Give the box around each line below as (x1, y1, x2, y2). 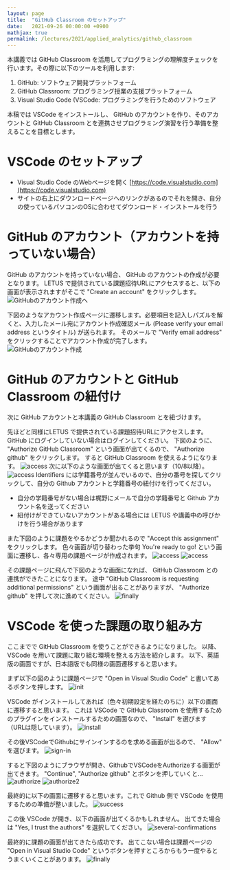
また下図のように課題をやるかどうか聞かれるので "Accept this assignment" (7, 534, 220, 542)
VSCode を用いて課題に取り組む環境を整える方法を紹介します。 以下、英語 (7, 651, 220, 659)
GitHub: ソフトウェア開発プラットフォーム (16, 78, 137, 87)
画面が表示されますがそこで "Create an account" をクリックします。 (7, 288, 200, 295)
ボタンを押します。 (12, 682, 67, 691)
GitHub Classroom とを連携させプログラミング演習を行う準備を (32, 119, 213, 127)
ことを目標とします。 (19, 128, 79, 136)
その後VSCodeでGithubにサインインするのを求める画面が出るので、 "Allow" (7, 737, 222, 746)
